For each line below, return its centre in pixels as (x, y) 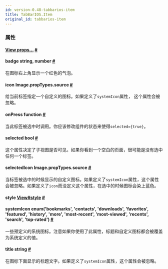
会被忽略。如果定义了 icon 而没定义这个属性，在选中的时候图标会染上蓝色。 (82, 185)
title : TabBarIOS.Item (29, 14)
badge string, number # (30, 61)
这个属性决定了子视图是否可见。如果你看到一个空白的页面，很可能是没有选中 (84, 149)
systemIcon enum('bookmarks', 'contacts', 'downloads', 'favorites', (77, 209)
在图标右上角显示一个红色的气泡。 (40, 73)
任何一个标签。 (20, 156)
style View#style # (25, 197)
